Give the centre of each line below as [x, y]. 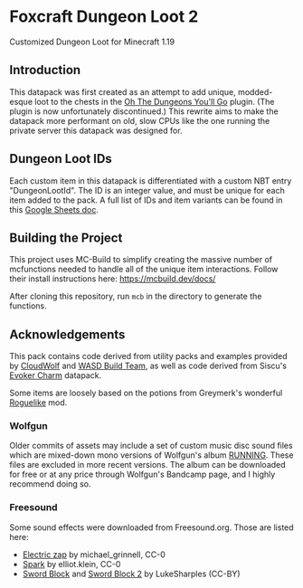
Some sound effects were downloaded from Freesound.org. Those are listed [151, 527]
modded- [256, 91]
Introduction [45, 70]
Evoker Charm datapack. [56, 375]
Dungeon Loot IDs [61, 159]
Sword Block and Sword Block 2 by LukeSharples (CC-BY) [131, 574]
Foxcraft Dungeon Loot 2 [104, 17]
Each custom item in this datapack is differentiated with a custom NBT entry [151, 180]
